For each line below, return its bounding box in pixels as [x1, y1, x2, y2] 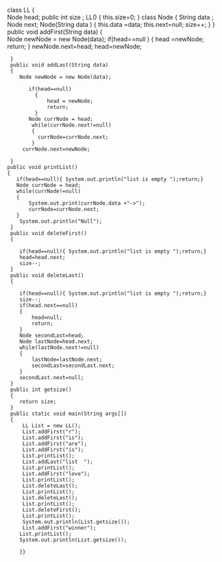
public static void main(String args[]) [10, 410, 127, 417]
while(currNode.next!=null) [32, 122, 112, 128]
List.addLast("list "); [22, 458, 94, 465]
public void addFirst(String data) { [7, 27, 103, 36]
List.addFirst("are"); [22, 440, 88, 447]
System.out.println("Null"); [19, 218, 103, 225]
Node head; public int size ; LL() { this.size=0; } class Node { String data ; [7, 13, 214, 21]
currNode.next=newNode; [22, 146, 90, 153]
